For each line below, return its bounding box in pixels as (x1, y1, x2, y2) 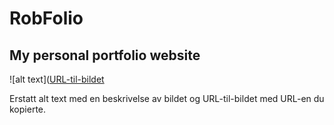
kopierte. (9, 103, 47, 115)
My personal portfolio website (9, 47, 201, 64)
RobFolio (9, 7, 84, 30)
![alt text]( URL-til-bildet (9, 73, 105, 85)
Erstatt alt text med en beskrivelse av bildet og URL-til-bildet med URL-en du (9, 93, 325, 104)
